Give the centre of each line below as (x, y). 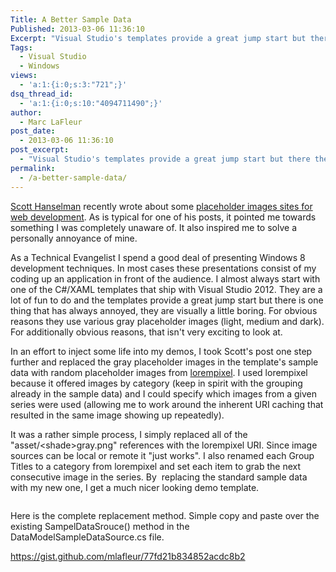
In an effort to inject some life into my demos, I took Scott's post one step (161, 351)
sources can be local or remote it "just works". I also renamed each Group (162, 455)
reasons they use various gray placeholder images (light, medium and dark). (167, 321)
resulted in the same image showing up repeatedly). (117, 415)
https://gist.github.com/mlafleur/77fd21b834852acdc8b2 (128, 556)
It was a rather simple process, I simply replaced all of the (129, 434)
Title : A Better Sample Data (71, 19)
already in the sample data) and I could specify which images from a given (163, 393)
